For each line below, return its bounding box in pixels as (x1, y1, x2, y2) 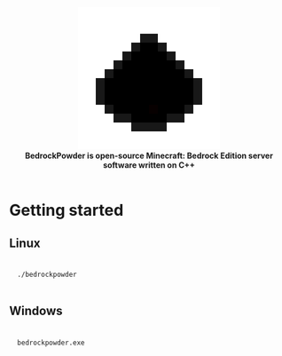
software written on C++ (103, 160, 195, 170)
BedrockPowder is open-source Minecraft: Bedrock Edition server (25, 150, 273, 161)
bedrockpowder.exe (17, 338, 86, 347)
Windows (9, 304, 63, 319)
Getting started (9, 201, 124, 220)
